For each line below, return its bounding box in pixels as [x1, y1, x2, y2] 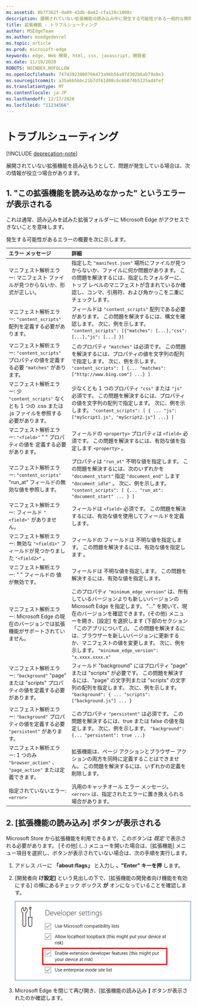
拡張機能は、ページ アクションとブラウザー [71, 748, 176, 755]
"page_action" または [8, 766, 60, 773]
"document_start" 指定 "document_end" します [71, 472, 181, 479]
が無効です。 [8, 579, 39, 586]
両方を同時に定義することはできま [91, 755, 175, 762]
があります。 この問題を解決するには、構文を [71, 313, 181, 320]
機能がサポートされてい [8, 628, 66, 634]
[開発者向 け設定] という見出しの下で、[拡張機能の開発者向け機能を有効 [14, 874, 188, 881]
